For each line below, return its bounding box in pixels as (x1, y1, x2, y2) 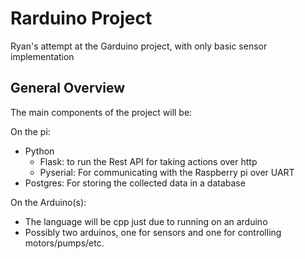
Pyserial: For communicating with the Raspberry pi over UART (39, 166, 295, 178)
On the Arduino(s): (10, 196, 87, 208)
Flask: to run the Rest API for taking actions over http (39, 155, 258, 167)
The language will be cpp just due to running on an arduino (24, 215, 268, 227)
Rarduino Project (10, 7, 153, 30)
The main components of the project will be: (10, 106, 193, 118)
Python (24, 145, 55, 157)
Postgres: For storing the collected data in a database (24, 177, 246, 189)
